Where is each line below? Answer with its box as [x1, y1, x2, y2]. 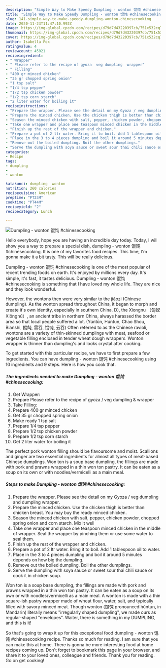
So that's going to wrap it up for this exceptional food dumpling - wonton [5, 630, 153, 636]
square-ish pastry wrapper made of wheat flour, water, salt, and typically [5, 598, 154, 604]
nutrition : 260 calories [5, 186, 57, 191]
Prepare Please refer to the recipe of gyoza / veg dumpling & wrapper [12, 397, 155, 403]
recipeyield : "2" [5, 204, 41, 209]
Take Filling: [12, 402, 37, 408]
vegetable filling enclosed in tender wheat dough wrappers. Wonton [5, 335, 144, 341]
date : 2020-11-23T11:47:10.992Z [5, 21, 72, 26]
